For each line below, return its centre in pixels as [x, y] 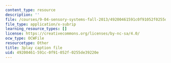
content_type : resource [31, 10]
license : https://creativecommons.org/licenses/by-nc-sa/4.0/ [73, 34]
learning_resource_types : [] [36, 29]
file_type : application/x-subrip [41, 24]
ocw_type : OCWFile [25, 39]
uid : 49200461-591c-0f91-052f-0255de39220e [52, 52]
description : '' [22, 15]
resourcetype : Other [27, 43]
